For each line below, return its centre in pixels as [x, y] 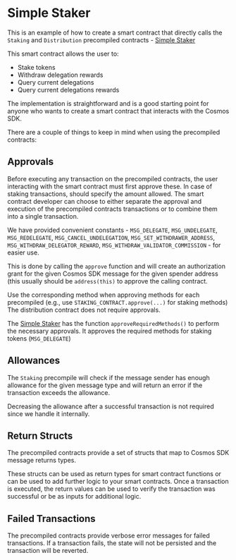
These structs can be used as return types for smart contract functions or [114, 474]
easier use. [24, 252]
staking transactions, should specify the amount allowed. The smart [106, 194]
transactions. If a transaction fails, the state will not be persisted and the [112, 543]
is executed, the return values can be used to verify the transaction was [112, 489]
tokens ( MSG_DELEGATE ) [39, 338]
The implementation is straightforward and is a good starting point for [108, 103]
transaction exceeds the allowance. [59, 392]
